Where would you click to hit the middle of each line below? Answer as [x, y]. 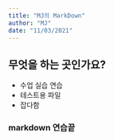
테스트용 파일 [40, 95]
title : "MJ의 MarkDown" [47, 16]
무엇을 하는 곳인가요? [57, 64]
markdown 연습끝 [42, 128]
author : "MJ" [30, 23]
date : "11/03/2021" [41, 30]
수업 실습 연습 [41, 85]
